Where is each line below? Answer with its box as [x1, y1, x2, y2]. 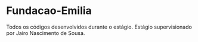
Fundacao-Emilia [6, 4, 92, 17]
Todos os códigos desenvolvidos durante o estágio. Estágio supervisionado [6, 23, 192, 30]
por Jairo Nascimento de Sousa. [6, 29, 85, 36]
